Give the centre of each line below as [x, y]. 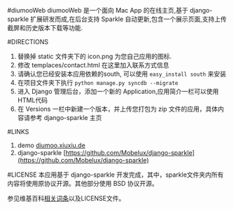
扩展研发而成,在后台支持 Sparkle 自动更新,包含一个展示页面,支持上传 [129, 19]
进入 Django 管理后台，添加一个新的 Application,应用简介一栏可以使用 [118, 91]
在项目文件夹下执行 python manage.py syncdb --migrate [98, 82]
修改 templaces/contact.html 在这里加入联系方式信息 [93, 65]
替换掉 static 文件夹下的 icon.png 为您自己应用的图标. [94, 56]
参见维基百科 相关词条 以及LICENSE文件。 [66, 198]
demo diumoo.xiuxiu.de [51, 145]
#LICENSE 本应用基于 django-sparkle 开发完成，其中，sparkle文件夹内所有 [116, 175]
